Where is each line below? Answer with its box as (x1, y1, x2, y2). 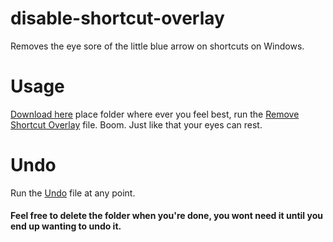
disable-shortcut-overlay (10, 7, 225, 30)
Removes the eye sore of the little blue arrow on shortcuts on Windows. (10, 40, 305, 52)
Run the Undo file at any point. (10, 187, 136, 199)
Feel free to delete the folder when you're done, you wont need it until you (10, 210, 323, 222)
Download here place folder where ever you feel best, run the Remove (10, 108, 300, 120)
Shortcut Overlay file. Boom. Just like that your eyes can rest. (10, 118, 263, 131)
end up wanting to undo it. (10, 220, 122, 232)
